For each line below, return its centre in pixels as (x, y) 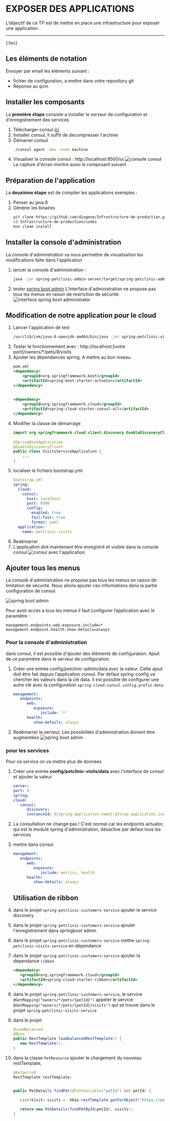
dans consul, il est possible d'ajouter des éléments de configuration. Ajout (83, 653)
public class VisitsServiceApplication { (57, 451)
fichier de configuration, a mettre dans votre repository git (73, 81)
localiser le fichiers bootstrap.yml (48, 471)
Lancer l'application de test (41, 328)
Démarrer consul (31, 140)
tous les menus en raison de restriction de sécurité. (66, 294)
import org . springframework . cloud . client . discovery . (70, 433)
